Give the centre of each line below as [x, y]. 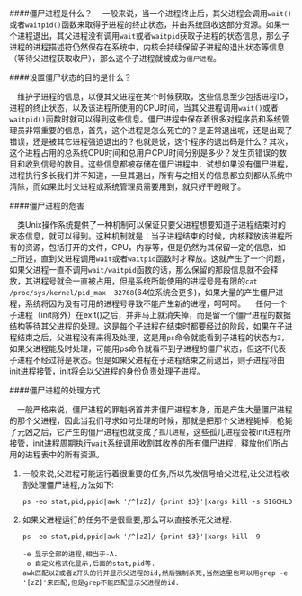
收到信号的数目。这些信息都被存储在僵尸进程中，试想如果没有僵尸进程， [159, 164]
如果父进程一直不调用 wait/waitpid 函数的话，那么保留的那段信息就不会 [140, 270]
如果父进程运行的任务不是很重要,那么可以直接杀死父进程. [127, 519]
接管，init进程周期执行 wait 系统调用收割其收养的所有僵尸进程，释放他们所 [145, 443]
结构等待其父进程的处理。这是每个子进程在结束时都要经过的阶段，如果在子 [147, 326]
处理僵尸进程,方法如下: [72, 485]
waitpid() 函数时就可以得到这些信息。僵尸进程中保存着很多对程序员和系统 [146, 119]
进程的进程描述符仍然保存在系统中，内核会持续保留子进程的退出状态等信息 [147, 47]
